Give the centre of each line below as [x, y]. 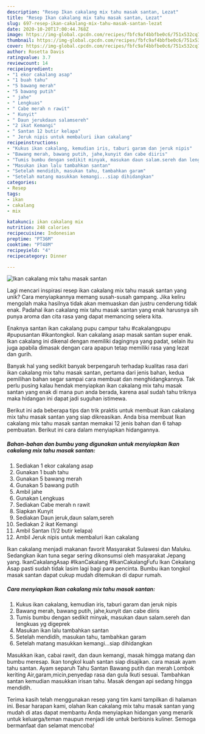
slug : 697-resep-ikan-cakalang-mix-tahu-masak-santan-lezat [85, 23]
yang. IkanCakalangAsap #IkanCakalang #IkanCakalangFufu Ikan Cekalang [101, 562]
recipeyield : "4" [29, 250]
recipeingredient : [30, 69]
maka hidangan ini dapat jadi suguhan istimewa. [67, 398]
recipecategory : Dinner [37, 256]
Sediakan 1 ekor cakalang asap [54, 466]
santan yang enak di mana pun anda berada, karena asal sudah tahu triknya [102, 392]
